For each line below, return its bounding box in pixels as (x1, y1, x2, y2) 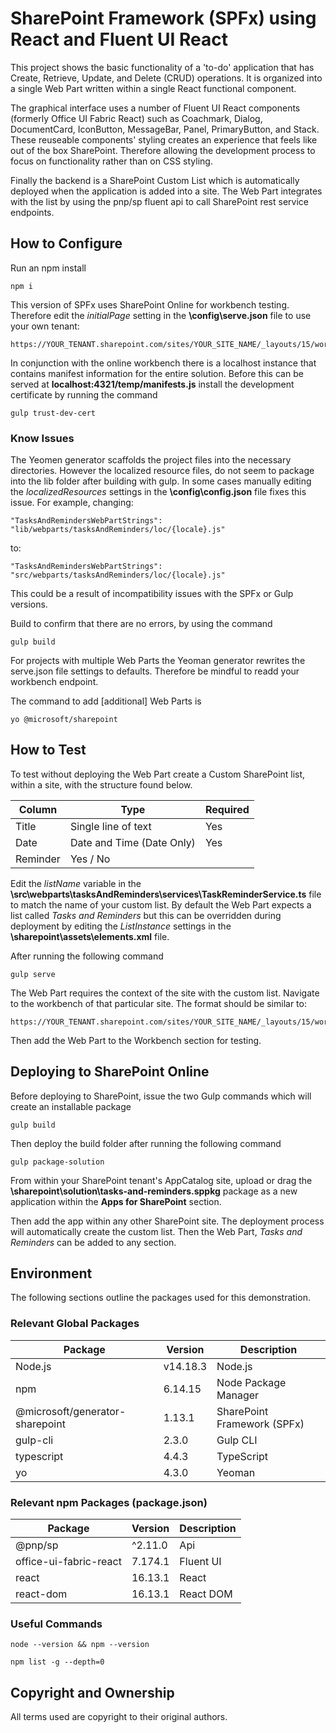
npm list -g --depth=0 (10, 1657, 105, 1667)
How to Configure (10, 235, 123, 252)
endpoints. (10, 206, 55, 218)
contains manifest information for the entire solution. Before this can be (10, 367, 304, 379)
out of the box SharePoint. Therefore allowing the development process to (10, 144, 316, 156)
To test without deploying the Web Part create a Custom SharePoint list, (10, 768, 306, 780)
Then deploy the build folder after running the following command (10, 1137, 282, 1149)
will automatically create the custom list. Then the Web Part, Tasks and (10, 1225, 303, 1237)
